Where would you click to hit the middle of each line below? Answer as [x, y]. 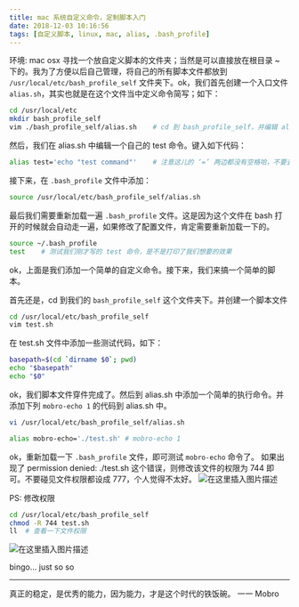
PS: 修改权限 [32, 498]
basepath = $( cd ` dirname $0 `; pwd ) [73, 360]
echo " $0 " [28, 376]
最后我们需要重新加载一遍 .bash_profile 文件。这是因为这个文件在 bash [141, 215]
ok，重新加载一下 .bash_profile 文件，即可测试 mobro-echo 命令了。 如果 [143, 457]
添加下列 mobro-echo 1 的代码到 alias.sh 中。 [90, 405]
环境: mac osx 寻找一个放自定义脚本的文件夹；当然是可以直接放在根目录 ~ [145, 61]
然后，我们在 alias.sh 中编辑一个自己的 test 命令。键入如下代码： [128, 145]
